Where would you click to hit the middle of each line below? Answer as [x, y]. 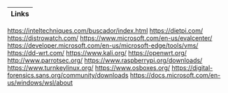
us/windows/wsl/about [40, 83]
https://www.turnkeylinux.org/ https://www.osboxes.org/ [89, 68]
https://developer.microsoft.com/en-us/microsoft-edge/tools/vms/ [103, 45]
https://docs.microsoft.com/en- [175, 75]
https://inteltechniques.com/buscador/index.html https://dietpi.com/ [105, 30]
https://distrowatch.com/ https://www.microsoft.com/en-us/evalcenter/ [110, 38]
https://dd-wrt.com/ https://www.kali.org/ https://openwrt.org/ [97, 53]
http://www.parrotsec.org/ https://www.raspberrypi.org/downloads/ [105, 60]
